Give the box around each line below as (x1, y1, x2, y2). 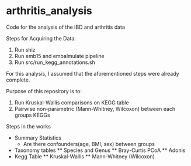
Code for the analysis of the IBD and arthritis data (6, 23, 126, 31)
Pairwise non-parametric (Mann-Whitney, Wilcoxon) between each (14, 105, 176, 112)
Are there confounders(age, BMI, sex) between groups (23, 140, 155, 147)
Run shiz (14, 46, 36, 53)
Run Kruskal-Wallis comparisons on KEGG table (14, 99, 130, 106)
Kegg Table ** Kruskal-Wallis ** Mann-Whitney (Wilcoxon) (14, 153, 155, 160)
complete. (6, 76, 30, 83)
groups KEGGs (14, 111, 51, 118)
